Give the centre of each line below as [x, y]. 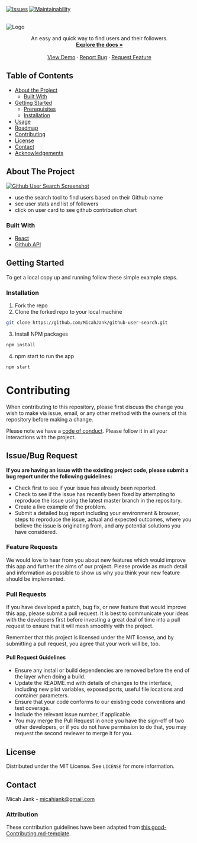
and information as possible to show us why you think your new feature [93, 572]
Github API [28, 244]
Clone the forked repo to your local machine [68, 312]
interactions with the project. [41, 437]
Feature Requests [32, 547]
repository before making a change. [50, 419]
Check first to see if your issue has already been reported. [86, 488]
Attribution [22, 814]
